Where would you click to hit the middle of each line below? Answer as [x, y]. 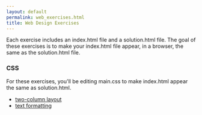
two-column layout [38, 99]
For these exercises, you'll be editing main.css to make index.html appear [97, 81]
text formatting [33, 105]
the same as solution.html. [39, 87]
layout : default [26, 12]
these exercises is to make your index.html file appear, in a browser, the [95, 46]
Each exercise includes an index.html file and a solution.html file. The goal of [101, 40]
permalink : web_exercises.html [45, 17]
